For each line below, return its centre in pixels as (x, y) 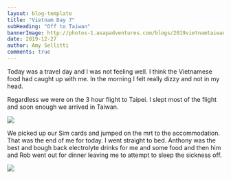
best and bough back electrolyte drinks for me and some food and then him (114, 147)
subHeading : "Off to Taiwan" (49, 26)
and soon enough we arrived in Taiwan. (63, 107)
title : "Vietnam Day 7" (41, 20)
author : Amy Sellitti (38, 45)
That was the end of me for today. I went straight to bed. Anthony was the (112, 140)
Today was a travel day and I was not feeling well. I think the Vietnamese (110, 71)
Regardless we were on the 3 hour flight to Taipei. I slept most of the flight (112, 99)
